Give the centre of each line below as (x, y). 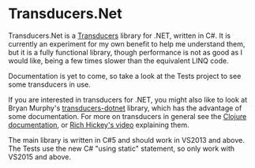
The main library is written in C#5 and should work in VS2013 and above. (126, 140)
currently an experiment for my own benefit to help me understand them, (127, 43)
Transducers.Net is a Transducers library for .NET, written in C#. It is (120, 35)
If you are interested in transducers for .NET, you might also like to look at (128, 99)
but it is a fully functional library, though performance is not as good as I (126, 52)
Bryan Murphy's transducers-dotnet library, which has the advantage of (125, 108)
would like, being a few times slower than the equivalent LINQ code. (118, 61)
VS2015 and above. (39, 157)
